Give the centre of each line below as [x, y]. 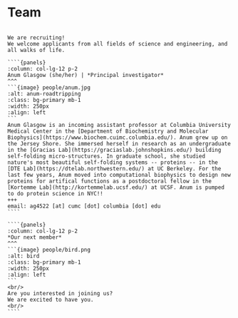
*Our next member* [35, 237]
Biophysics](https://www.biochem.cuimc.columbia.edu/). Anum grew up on [118, 137]
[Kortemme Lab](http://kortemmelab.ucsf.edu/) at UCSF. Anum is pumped [116, 187]
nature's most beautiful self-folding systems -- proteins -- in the [113, 162]
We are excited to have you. [51, 299]
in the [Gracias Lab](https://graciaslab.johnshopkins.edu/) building [114, 150]
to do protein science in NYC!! [55, 193]
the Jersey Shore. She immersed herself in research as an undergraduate [119, 143]
